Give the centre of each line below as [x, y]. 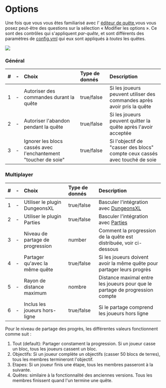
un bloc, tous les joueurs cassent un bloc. [55, 349]
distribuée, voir [116, 242]
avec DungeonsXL [120, 208]
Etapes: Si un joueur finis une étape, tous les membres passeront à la [83, 364]
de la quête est [116, 237]
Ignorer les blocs [43, 141]
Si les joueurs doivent [124, 257]
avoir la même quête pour [128, 263]
